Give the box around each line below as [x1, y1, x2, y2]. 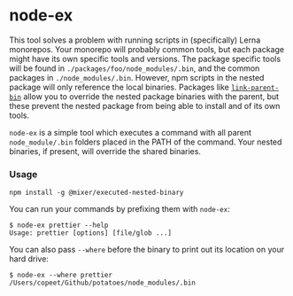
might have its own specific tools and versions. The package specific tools [9, 53, 281, 64]
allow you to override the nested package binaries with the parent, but [23, 90, 280, 102]
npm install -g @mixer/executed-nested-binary [9, 188, 184, 198]
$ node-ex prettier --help [9, 221, 109, 230]
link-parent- [231, 83, 280, 92]
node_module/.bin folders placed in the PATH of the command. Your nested [9, 136, 282, 147]
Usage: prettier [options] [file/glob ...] [9, 229, 173, 238]
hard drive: [9, 253, 49, 264]
